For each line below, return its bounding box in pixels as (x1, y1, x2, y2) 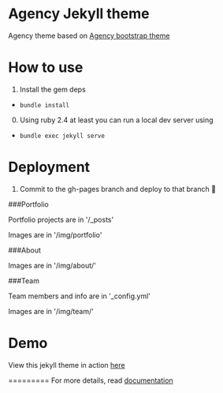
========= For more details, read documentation (8, 376, 173, 385)
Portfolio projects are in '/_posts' (8, 215, 114, 224)
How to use (8, 58, 84, 77)
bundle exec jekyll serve (19, 132, 105, 140)
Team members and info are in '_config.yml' (8, 291, 151, 301)
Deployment (8, 159, 91, 176)
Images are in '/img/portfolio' (8, 230, 102, 239)
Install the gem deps (19, 84, 87, 94)
